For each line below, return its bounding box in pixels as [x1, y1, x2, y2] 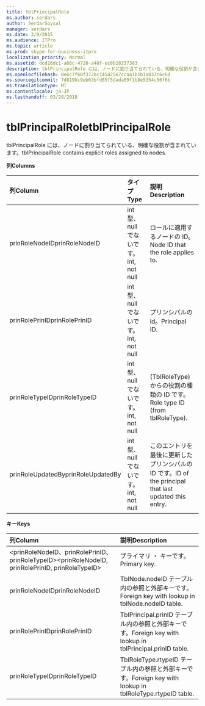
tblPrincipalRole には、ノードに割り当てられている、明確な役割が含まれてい [6, 141, 196, 148]
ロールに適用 [149, 223, 187, 232]
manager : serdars [6, 26, 51, 32]
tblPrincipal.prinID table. [120, 644, 189, 653]
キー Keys [6, 520, 31, 527]
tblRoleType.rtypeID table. [120, 689, 195, 697]
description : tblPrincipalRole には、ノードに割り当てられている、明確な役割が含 [6, 65, 197, 72]
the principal [149, 477, 186, 485]
